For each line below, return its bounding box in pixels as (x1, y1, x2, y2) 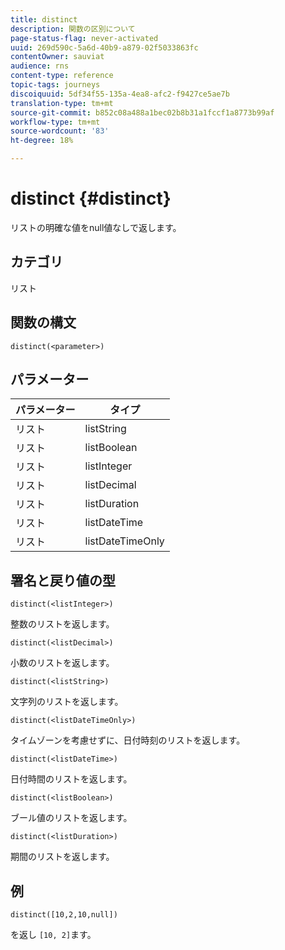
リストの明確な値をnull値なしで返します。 (10, 221, 182, 233)
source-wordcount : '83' (10, 126, 110, 136)
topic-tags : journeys (10, 80, 101, 90)
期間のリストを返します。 (10, 851, 115, 863)
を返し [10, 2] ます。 (10, 929, 97, 940)
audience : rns (10, 61, 70, 71)
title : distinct (10, 14, 78, 25)
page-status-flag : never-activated (10, 33, 159, 43)
